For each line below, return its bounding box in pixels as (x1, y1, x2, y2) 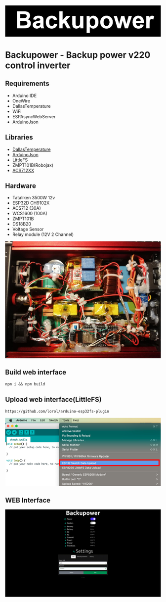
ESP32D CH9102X (12, 200, 50, 206)
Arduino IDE (12, 93, 37, 98)
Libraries (5, 133, 33, 141)
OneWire (12, 97, 31, 104)
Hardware (5, 182, 36, 190)
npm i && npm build (5, 382, 45, 387)
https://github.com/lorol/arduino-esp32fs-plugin (5, 409, 110, 414)
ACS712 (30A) (12, 205, 41, 211)
